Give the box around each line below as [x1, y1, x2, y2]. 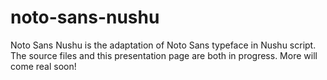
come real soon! [10, 60, 77, 72]
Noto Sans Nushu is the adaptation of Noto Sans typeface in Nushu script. [10, 39, 317, 51]
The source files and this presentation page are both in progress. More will [10, 49, 318, 61]
